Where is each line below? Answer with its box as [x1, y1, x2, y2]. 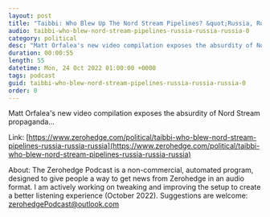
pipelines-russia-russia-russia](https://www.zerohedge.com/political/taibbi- [8, 141, 260, 151]
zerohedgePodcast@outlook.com [8, 199, 120, 209]
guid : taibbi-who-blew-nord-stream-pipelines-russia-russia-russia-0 [8, 79, 247, 87]
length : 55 [8, 57, 45, 65]
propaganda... [8, 117, 55, 127]
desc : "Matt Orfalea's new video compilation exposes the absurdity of [8, 42, 253, 50]
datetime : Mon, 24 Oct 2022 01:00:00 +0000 [8, 64, 157, 72]
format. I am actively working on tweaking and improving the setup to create [8, 182, 261, 192]
